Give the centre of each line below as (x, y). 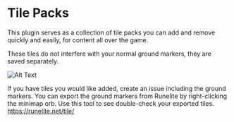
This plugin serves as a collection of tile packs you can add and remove (111, 32)
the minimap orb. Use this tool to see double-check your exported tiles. (111, 103)
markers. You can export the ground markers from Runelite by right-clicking (117, 96)
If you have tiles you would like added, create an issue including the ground (117, 88)
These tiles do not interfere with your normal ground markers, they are (109, 54)
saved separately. (33, 61)
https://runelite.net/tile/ (41, 111)
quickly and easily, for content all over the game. (78, 39)
